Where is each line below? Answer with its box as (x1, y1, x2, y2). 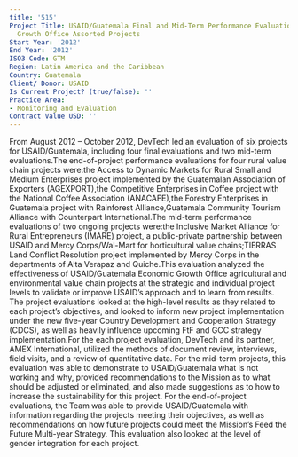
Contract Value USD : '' (9, 112, 98, 121)
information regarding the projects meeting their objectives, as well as (9, 410, 264, 421)
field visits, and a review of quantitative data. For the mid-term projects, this (9, 353, 286, 364)
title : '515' (9, 12, 58, 22)
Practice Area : (9, 95, 66, 105)
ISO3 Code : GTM (9, 54, 66, 63)
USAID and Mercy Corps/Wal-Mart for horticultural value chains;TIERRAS (9, 240, 277, 251)
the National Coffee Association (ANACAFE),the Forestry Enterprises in (9, 193, 269, 204)
